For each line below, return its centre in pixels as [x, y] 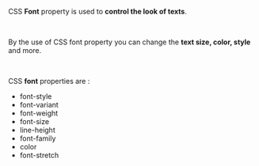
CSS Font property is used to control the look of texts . [98, 11]
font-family [38, 138]
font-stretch [39, 155]
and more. [25, 50]
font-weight [39, 113]
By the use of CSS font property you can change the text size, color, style [129, 42]
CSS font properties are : [49, 81]
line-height [37, 130]
